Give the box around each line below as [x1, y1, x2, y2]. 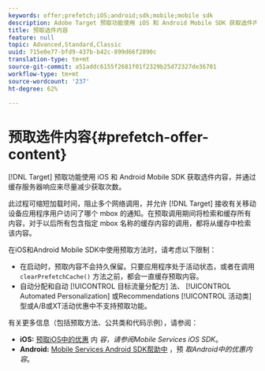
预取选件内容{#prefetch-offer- [8, 128, 209, 146]
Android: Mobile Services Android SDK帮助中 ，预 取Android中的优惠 [19, 344, 246, 354]
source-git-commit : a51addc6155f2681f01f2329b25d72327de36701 [8, 63, 217, 71]
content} [8, 145, 67, 163]
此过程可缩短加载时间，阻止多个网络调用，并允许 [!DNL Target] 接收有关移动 [8, 198, 256, 209]
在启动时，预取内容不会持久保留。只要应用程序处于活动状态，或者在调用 [19, 262, 255, 272]
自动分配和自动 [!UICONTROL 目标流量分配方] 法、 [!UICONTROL [19, 281, 231, 291]
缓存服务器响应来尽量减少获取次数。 [8, 182, 126, 191]
